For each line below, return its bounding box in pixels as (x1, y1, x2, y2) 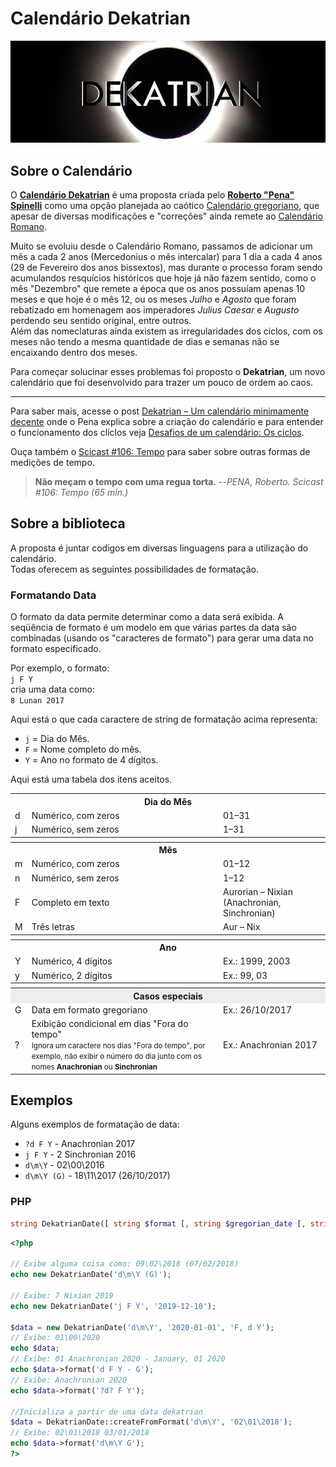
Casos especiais (133, 990, 203, 1002)
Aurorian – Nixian (223, 885, 293, 897)
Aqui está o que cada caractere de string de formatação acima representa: (10, 713, 318, 726)
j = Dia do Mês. (24, 733, 90, 745)
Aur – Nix (223, 921, 261, 933)
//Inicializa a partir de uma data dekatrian (10, 1407, 203, 1417)
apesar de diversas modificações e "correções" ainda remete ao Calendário (10, 210, 324, 222)
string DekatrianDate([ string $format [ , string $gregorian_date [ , (10, 1218, 307, 1229)
